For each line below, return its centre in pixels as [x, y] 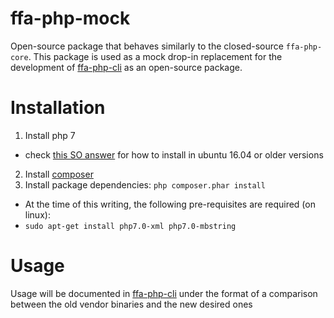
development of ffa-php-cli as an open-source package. [126, 67]
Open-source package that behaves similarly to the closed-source [147, 46]
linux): [37, 214]
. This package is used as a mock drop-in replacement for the [155, 56]
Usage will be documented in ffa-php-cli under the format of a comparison [164, 293]
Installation [58, 108]
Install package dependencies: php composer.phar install [145, 184]
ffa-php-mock [70, 18]
